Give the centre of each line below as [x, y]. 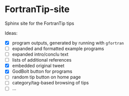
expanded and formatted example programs [58, 49]
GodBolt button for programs [42, 71]
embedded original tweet [38, 66]
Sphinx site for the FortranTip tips [39, 23]
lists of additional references [42, 60]
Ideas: [11, 33]
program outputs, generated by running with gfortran [68, 43]
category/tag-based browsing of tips [50, 83]
